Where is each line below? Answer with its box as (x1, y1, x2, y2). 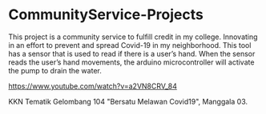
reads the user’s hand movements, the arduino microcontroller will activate (8, 57, 255, 67)
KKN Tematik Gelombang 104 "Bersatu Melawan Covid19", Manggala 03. (8, 96, 248, 106)
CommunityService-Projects (8, 6, 204, 24)
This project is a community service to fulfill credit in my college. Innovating (8, 32, 258, 41)
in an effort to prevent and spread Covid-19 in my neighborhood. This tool (8, 40, 252, 49)
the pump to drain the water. (8, 65, 102, 75)
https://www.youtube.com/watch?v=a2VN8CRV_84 (8, 81, 178, 91)
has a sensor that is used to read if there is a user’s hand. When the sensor (8, 49, 256, 58)
